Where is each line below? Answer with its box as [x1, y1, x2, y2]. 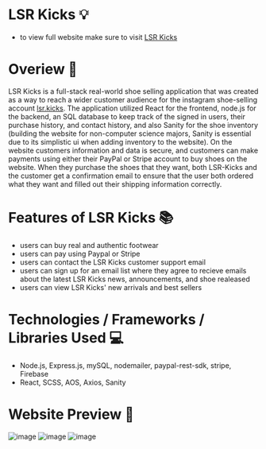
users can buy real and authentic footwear [19, 240, 159, 250]
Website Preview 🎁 [8, 405, 135, 423]
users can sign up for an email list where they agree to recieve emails [19, 265, 247, 275]
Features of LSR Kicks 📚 [8, 209, 174, 227]
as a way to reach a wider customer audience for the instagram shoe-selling [8, 95, 258, 104]
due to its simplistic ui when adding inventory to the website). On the [8, 137, 233, 146]
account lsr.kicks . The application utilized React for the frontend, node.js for [8, 103, 256, 113]
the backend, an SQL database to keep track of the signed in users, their [8, 111, 246, 121]
